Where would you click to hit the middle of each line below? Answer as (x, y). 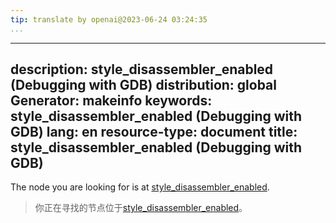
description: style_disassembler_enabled (142, 69)
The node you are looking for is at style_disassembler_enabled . (140, 187)
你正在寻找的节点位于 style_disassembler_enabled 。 (141, 208)
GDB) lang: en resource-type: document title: (154, 132)
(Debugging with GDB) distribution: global (143, 85)
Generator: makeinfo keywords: (111, 101)
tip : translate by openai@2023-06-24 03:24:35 (109, 19)
